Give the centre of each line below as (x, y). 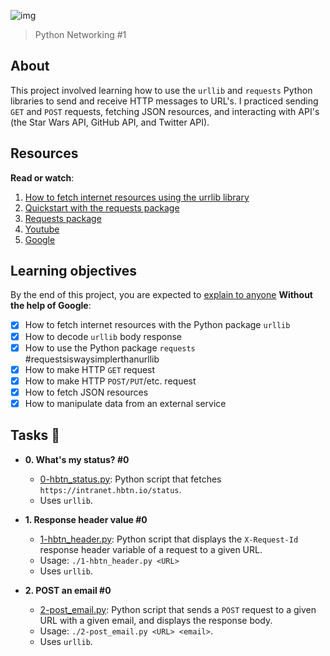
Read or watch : (42, 177)
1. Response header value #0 (86, 519)
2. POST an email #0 (68, 590)
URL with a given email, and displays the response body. (156, 620)
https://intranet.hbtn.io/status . (110, 489)
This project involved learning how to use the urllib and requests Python (161, 90)
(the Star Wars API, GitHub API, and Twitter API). (110, 122)
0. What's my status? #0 (77, 459)
